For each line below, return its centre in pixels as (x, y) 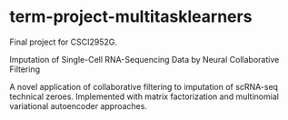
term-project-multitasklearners (131, 17)
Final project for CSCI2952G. (64, 42)
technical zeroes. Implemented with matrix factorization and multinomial (144, 96)
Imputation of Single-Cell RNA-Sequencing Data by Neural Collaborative (144, 59)
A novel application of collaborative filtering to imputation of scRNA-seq (144, 86)
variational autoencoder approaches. (79, 105)
